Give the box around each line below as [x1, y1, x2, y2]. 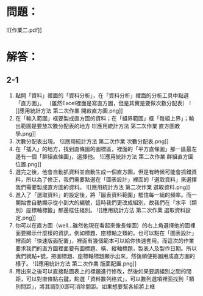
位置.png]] [15, 160, 41, 168]
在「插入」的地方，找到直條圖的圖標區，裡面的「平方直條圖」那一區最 [15, 145, 192, 152]
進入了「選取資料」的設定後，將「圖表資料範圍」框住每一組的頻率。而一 [15, 191, 197, 198]
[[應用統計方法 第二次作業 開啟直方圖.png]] [15, 107, 123, 114]
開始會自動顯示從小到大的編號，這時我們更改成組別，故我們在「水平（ [15, 199, 192, 206]
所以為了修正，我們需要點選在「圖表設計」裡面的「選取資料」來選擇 [26, 176, 197, 183]
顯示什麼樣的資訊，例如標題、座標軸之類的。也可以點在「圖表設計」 [26, 229, 197, 237]
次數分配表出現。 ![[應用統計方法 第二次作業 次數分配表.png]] [15, 138, 169, 145]
